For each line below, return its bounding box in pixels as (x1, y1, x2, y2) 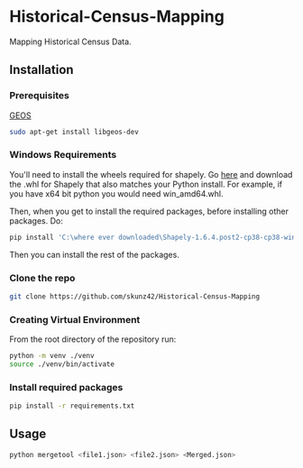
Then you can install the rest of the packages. (9, 249, 180, 260)
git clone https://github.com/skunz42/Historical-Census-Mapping (9, 291, 260, 301)
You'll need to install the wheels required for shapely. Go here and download (9, 169, 293, 179)
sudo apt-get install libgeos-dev (9, 127, 140, 136)
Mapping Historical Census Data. (9, 36, 133, 47)
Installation (9, 62, 74, 78)
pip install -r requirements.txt (9, 401, 135, 411)
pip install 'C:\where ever (9, 233, 115, 242)
